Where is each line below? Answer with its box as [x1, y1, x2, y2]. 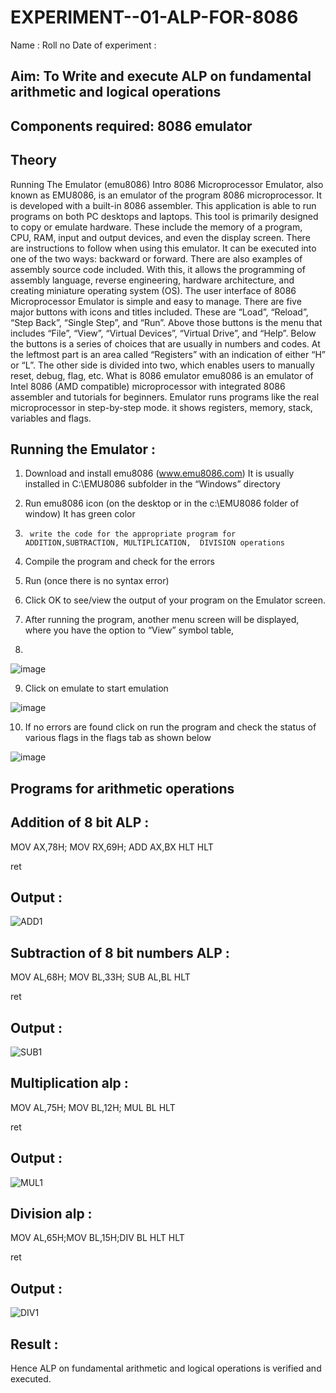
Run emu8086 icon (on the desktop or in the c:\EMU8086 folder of [24, 497, 300, 510]
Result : [10, 1336, 59, 1353]
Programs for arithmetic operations [10, 780, 235, 797]
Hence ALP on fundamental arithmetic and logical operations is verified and [10, 1362, 322, 1375]
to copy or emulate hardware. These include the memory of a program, [10, 221, 303, 233]
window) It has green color [24, 508, 136, 520]
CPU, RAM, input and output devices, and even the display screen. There [10, 231, 311, 243]
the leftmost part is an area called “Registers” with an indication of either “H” [10, 348, 326, 360]
